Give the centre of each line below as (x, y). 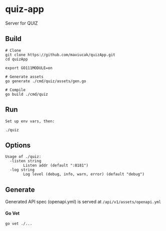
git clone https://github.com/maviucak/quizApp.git (60, 55)
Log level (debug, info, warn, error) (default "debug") (84, 174)
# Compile (16, 90)
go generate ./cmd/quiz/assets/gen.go (46, 81)
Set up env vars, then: (30, 121)
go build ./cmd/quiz (27, 94)
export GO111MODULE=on (29, 68)
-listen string (26, 161)
